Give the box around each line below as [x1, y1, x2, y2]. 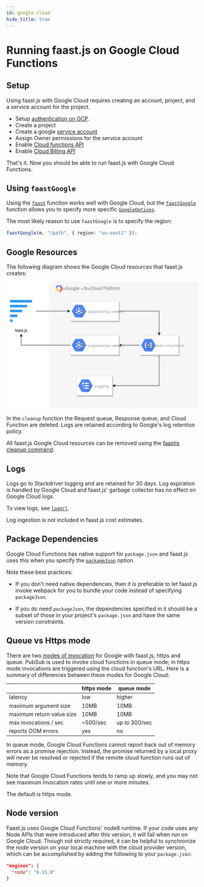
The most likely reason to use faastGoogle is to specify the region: [6, 217, 172, 225]
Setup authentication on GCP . [15, 115, 90, 122]
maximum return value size [9, 710, 77, 718]
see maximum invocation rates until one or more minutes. [6, 779, 150, 786]
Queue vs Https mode [6, 635, 91, 646]
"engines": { [6, 863, 40, 869]
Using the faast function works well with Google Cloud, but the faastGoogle [6, 199, 197, 207]
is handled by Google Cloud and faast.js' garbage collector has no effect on [6, 486, 196, 493]
